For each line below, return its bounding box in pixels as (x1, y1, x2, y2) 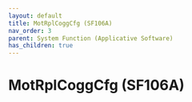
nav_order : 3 (8, 27, 52, 35)
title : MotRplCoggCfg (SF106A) (8, 19, 113, 27)
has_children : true (8, 42, 74, 50)
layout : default (8, 11, 62, 20)
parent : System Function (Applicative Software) (8, 34, 174, 43)
